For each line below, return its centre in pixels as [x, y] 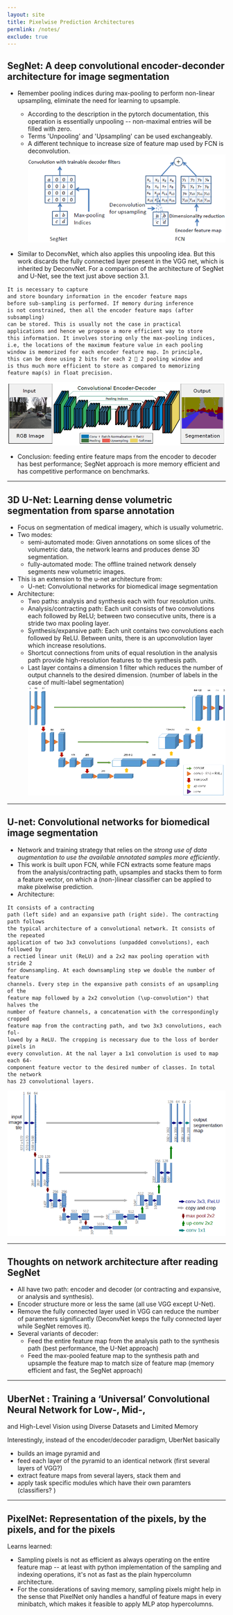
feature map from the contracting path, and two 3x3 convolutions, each [114, 1026]
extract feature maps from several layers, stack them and [99, 1475]
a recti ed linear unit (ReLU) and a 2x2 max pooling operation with [108, 956]
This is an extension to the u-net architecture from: [90, 579]
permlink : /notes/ [34, 29]
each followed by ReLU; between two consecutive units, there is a [122, 616]
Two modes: [35, 535]
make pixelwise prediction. [55, 886]
